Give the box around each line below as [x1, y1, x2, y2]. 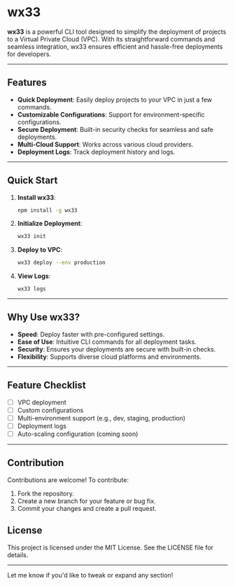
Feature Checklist [7, 380, 86, 392]
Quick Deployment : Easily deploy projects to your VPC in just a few [17, 95, 213, 104]
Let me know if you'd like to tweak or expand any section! [7, 571, 173, 579]
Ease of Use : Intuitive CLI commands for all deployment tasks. [17, 338, 197, 346]
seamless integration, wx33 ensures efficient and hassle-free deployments [7, 42, 223, 51]
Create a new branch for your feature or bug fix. [17, 496, 156, 505]
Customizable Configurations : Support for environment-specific [17, 110, 205, 119]
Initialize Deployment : [17, 219, 83, 228]
